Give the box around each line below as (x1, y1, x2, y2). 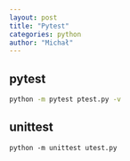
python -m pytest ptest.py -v (9, 95, 122, 104)
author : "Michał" (9, 38, 74, 47)
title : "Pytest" (9, 21, 69, 30)
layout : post (9, 13, 58, 22)
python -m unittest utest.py (9, 143, 118, 152)
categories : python (9, 30, 82, 38)
